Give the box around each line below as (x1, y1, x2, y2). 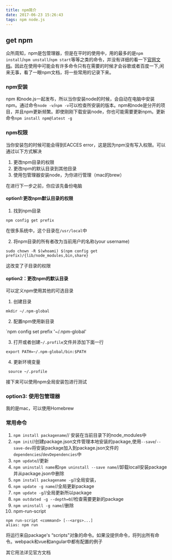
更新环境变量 (13, 359, 40, 365)
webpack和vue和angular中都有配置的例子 (14, 538, 103, 545)
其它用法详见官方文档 (6, 549, 51, 555)
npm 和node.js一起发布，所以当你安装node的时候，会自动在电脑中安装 (6, 96, 155, 102)
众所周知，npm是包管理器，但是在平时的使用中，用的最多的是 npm (6, 50, 143, 56)
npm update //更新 (13, 457, 49, 463)
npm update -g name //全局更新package (13, 483, 94, 489)
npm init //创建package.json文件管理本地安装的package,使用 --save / (13, 438, 157, 444)
